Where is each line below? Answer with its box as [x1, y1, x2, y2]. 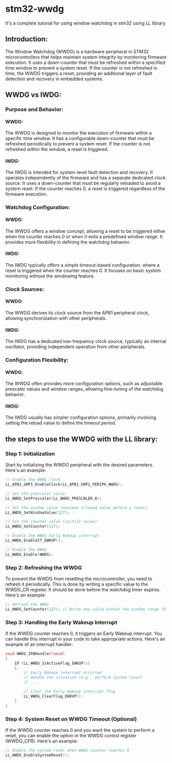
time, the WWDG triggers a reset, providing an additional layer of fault [5, 70, 153, 76]
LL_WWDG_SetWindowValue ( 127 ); [5, 510, 70, 515]
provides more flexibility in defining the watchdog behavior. [5, 239, 131, 245]
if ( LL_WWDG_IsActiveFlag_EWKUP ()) [14, 661, 91, 666]
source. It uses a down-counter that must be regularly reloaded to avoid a [5, 180, 161, 186]
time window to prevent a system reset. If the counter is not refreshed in [5, 65, 158, 71]
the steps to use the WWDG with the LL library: [5, 435, 158, 443]
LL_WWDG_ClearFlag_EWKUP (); [24, 693, 83, 699]
